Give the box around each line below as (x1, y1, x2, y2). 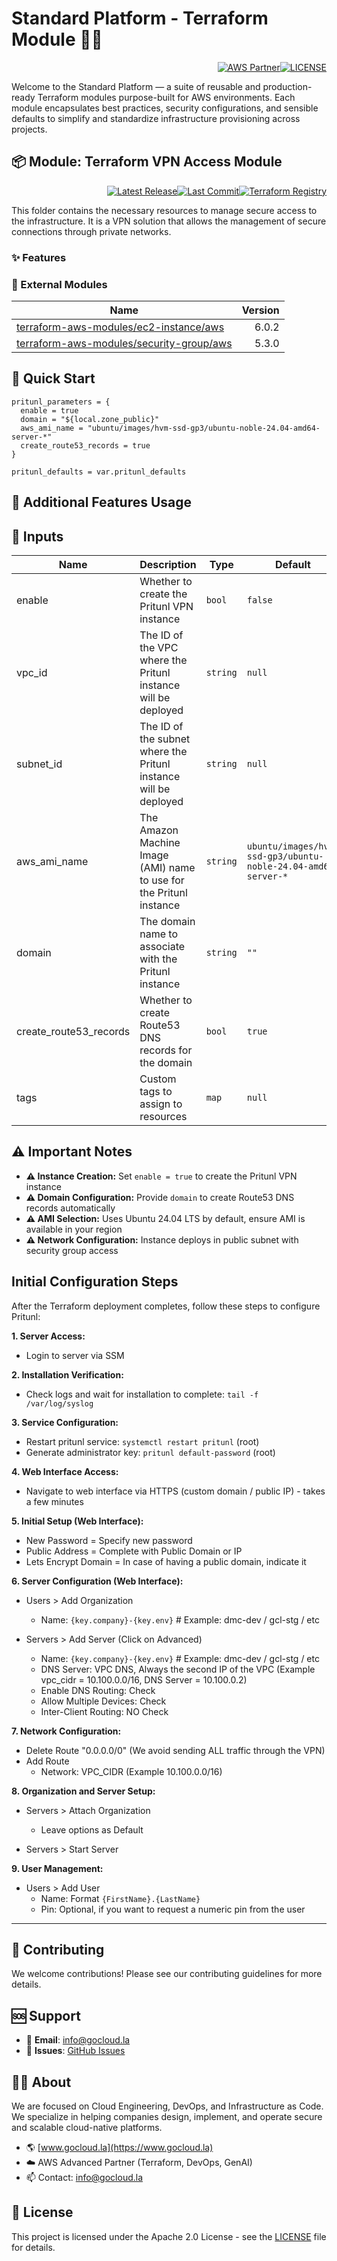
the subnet (139, 732, 191, 746)
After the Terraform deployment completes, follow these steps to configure (11, 1300, 321, 1312)
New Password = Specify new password (25, 1534, 193, 1546)
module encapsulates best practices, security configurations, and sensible (11, 102, 319, 114)
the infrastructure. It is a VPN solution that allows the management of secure (11, 215, 327, 227)
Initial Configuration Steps (11, 1273, 179, 1291)
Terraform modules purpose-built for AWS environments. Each (37, 91, 296, 103)
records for (139, 1043, 193, 1057)
